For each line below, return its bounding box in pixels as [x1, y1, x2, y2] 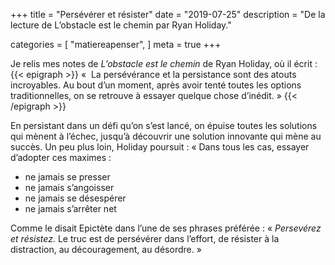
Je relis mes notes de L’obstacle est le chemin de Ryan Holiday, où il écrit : [10, 58, 318, 69]
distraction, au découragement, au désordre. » [10, 244, 202, 255]
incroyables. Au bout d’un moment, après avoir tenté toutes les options [10, 79, 302, 91]
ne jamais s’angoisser [24, 182, 115, 193]
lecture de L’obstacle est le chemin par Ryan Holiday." [10, 19, 232, 31]
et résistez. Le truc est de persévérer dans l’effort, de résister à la [10, 233, 280, 244]
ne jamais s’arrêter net [24, 203, 117, 214]
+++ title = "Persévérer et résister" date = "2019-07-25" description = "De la [10, 9, 326, 20]
